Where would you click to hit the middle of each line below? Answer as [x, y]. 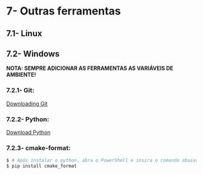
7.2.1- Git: [20, 91]
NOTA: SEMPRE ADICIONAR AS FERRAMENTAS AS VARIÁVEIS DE [90, 68]
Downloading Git [27, 103]
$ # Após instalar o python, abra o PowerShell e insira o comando [93, 161]
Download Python [28, 132]
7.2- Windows [33, 53]
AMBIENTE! [21, 75]
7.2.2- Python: [28, 119]
